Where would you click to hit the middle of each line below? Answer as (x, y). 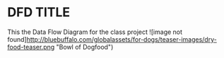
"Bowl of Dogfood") (85, 47)
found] (17, 39)
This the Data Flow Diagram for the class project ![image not (95, 32)
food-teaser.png (31, 47)
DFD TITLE (39, 12)
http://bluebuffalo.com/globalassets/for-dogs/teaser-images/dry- (122, 39)
